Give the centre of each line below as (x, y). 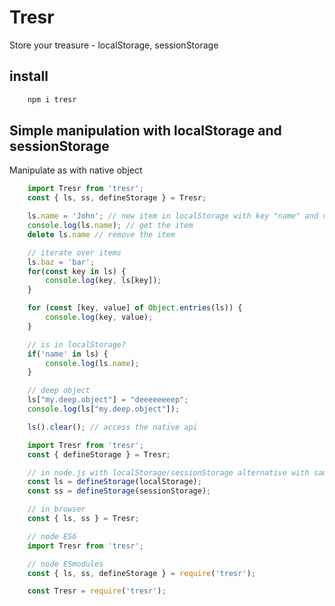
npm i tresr (52, 99)
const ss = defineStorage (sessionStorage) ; (119, 491)
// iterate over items (74, 252)
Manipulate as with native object (76, 170)
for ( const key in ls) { (77, 271)
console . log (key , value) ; (99, 317)
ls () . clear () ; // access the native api (112, 427)
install (29, 76)
